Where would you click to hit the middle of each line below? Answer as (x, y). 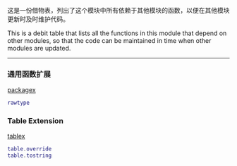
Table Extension (35, 121)
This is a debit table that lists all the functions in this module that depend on (117, 33)
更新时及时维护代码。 (38, 19)
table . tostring (30, 156)
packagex (22, 90)
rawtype (19, 103)
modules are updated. (39, 48)
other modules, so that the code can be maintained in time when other (109, 40)
